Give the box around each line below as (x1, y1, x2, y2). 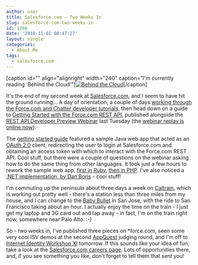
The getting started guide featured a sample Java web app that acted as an (6, 135, 190, 142)
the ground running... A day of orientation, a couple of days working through (6, 98, 192, 105)
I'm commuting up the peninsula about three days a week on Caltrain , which (6, 184, 191, 191)
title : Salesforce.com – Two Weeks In (6, 14, 102, 20)
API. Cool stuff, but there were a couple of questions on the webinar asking (6, 154, 189, 161)
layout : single (6, 36, 44, 42)
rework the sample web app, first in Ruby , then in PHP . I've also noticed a (6, 166, 184, 173)
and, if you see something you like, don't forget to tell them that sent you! (6, 252, 184, 259)
